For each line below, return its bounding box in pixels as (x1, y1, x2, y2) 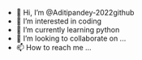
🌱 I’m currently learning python (15, 25, 120, 34)
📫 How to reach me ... (15, 43, 92, 52)
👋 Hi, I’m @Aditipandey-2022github (15, 8, 135, 17)
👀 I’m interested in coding (15, 16, 102, 26)
